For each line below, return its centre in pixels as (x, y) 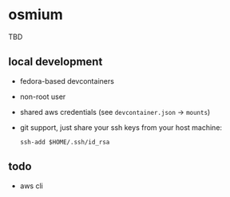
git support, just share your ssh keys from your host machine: (121, 127)
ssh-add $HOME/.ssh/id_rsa (65, 142)
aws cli (32, 186)
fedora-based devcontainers (67, 81)
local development (56, 62)
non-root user (43, 97)
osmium (36, 15)
